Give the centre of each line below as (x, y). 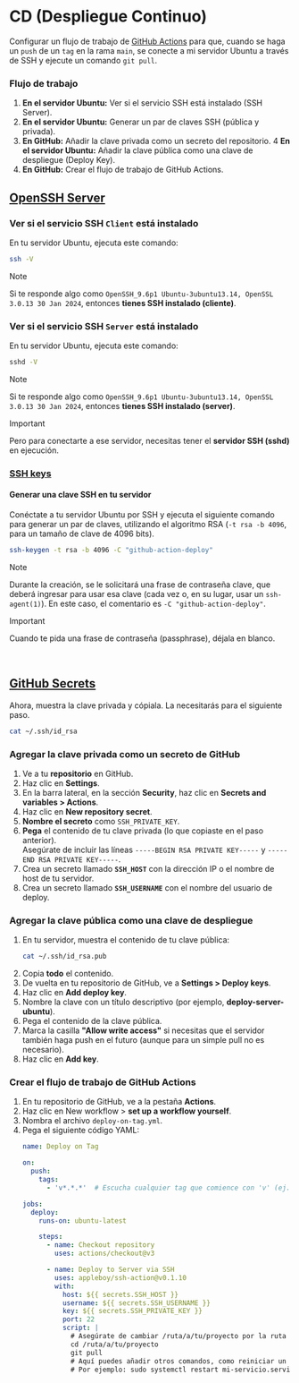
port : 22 (79, 1319)
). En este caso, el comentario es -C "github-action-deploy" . (154, 603)
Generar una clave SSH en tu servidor (80, 495)
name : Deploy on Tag (60, 1147)
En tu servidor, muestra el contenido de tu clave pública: (126, 940)
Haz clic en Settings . (61, 783)
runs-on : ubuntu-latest (83, 1221)
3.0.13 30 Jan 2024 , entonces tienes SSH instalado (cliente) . (123, 303)
